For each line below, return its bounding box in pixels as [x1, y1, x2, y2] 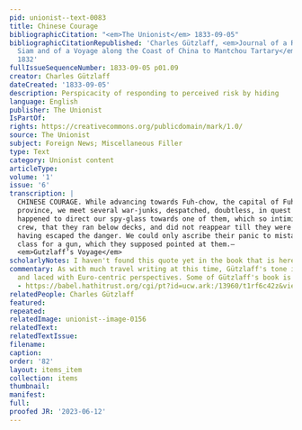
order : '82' [9, 357, 54, 366]
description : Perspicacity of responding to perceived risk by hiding [9, 88, 280, 97]
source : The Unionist [9, 131, 91, 140]
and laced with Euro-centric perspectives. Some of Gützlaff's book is [17, 273, 292, 282]
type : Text [9, 147, 50, 156]
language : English [9, 96, 78, 106]
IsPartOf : [9, 114, 47, 123]
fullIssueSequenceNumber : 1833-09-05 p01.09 [9, 64, 179, 73]
